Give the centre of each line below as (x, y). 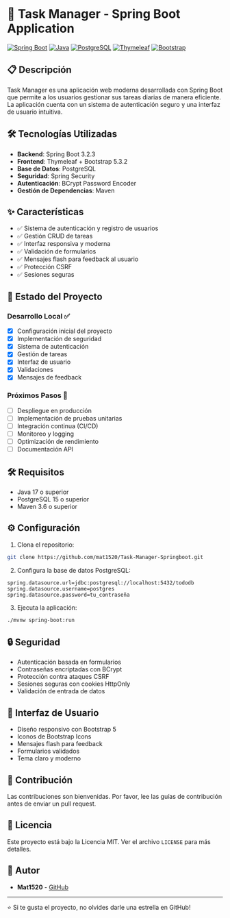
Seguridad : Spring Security (56, 176)
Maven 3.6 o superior (47, 506)
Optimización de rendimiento (58, 442)
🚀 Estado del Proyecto (55, 296)
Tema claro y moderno (49, 758)
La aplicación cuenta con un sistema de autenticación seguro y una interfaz (114, 104)
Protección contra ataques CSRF (63, 677)
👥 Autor (24, 870)
